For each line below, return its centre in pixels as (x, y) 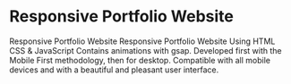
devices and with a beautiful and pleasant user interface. (114, 70)
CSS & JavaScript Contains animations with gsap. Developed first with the (145, 50)
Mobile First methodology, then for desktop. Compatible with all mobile (140, 60)
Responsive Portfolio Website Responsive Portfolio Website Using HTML (142, 41)
